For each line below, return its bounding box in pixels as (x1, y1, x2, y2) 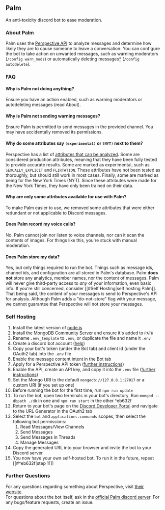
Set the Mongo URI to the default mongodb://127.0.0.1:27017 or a (12, 376, 144, 382)
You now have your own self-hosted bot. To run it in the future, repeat (12, 455, 154, 461)
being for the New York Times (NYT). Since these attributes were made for (5, 177, 157, 183)
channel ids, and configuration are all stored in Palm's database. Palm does (5, 270, 159, 276)
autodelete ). (5, 61, 31, 67)
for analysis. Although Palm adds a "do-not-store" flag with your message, (5, 296, 157, 302)
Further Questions (5, 472, 51, 479)
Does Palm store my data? (5, 254, 60, 260)
